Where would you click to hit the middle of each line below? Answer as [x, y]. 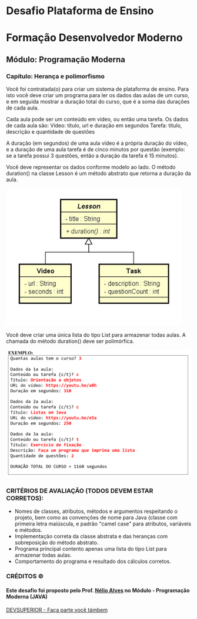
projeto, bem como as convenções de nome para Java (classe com [96, 517]
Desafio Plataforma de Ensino [80, 11]
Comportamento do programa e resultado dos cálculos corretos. [93, 561]
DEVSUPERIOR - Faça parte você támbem [57, 610]
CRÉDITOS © [25, 577]
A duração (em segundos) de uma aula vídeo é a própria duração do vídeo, [97, 143]
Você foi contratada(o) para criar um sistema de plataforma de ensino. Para [98, 89]
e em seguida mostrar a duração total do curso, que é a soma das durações [98, 102]
